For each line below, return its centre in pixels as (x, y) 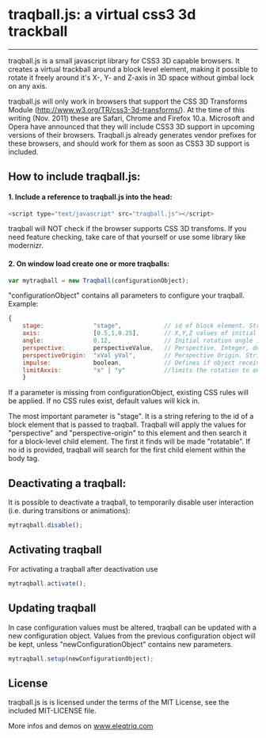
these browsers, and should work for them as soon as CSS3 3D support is (129, 143)
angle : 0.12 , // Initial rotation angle (138, 341)
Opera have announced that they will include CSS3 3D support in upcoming (131, 126)
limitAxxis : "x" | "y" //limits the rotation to (136, 370)
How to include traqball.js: (74, 177)
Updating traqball (52, 609)
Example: (23, 304)
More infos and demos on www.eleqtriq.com (81, 726)
